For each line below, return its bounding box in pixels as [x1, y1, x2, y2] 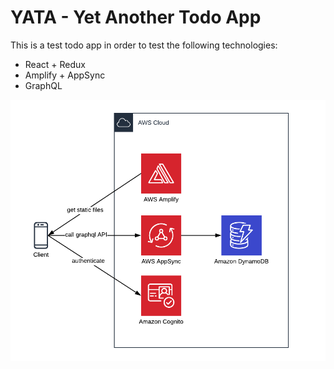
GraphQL [24, 79, 63, 91]
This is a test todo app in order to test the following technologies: [10, 39, 278, 51]
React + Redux [24, 58, 86, 70]
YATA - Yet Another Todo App [10, 6, 262, 29]
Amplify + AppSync [24, 69, 106, 81]
